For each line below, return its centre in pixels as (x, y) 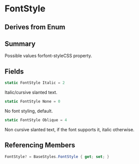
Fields (14, 71)
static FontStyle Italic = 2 (35, 83)
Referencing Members (40, 145)
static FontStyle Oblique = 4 (36, 120)
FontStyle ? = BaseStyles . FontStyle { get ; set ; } (57, 157)
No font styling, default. (29, 111)
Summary (20, 43)
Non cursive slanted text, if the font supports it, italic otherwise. (69, 129)
